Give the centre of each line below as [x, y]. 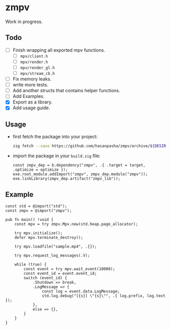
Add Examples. [29, 96]
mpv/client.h [34, 56]
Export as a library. [32, 102]
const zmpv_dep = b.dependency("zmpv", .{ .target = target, [79, 166]
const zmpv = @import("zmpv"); [39, 211]
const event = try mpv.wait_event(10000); [69, 269]
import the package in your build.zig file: [56, 156]
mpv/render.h [34, 62]
